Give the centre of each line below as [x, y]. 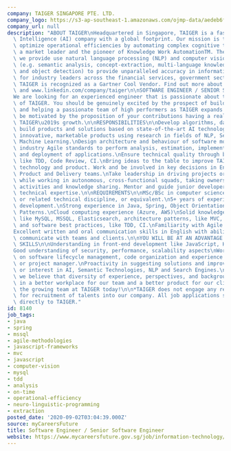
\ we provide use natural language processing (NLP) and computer [110, 59]
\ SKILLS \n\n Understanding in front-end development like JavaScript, [117, 244]
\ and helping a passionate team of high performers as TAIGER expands [118, 110]
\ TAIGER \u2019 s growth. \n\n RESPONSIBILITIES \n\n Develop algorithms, [115, 122]
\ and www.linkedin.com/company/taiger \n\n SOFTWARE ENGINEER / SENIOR [117, 90]
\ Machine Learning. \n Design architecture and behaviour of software [115, 142]
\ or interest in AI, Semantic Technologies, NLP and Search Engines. [117, 270]
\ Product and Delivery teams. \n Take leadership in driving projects [115, 174]
